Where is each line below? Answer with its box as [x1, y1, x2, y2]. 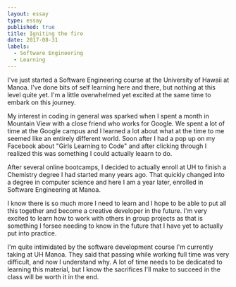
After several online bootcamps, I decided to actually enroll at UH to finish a [7, 163, 227, 171]
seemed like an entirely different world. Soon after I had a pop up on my [7, 134, 216, 142]
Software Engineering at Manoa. [7, 185, 101, 194]
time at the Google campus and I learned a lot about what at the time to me [7, 126, 225, 135]
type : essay [7, 17, 42, 24]
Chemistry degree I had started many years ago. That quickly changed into [7, 170, 225, 178]
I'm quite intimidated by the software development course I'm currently [7, 243, 213, 251]
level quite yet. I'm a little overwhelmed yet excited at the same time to [7, 90, 211, 99]
